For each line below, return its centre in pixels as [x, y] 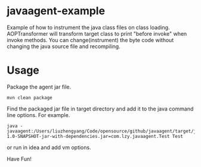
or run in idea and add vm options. [49, 147]
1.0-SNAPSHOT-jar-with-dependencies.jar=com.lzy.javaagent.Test [88, 136]
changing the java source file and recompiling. [64, 46]
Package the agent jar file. [39, 87]
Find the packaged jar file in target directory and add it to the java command [100, 109]
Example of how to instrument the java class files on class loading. [88, 27]
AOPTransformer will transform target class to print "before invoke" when [97, 33]
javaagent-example [56, 11]
